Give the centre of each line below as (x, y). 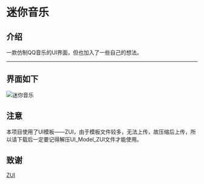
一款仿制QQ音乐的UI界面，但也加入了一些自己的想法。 (74, 53)
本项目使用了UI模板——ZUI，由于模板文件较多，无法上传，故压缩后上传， (99, 132)
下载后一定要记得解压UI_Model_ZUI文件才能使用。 (80, 139)
